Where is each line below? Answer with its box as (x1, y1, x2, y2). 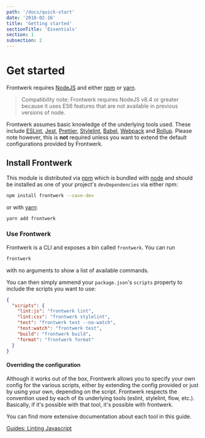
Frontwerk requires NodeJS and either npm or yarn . (6, 84, 136, 91)
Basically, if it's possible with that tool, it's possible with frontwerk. (6, 401, 174, 408)
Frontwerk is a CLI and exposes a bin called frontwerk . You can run (6, 243, 176, 251)
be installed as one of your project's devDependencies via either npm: (6, 180, 178, 188)
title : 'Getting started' (6, 20, 72, 26)
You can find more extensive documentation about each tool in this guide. (6, 412, 192, 420)
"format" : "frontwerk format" (17, 336, 95, 343)
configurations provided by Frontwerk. (6, 140, 103, 147)
